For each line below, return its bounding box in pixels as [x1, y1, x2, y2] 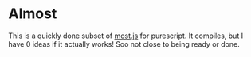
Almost [8, 5, 57, 23]
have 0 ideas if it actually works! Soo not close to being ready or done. [8, 39, 241, 48]
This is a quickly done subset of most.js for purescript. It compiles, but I [8, 31, 244, 40]
